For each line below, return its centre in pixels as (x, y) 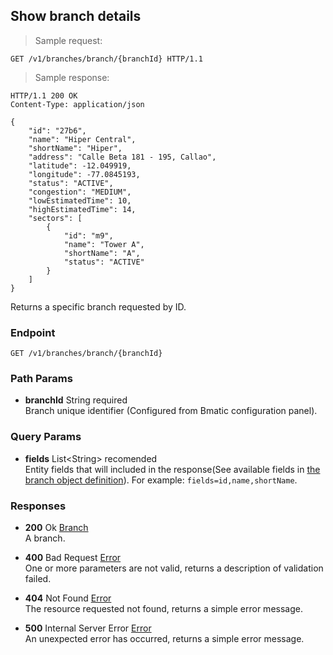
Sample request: (68, 40)
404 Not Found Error (68, 598)
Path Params (41, 379)
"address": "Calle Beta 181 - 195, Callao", (122, 157)
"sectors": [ (55, 218)
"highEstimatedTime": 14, (82, 209)
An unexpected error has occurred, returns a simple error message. (164, 638)
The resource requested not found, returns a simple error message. (163, 608)
